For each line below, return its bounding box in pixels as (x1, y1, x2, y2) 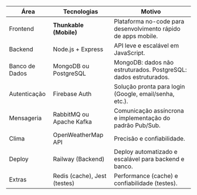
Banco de (9, 62, 36, 70)
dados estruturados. (114, 73, 170, 81)
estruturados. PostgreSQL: (114, 66, 187, 74)
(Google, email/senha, (114, 90, 175, 98)
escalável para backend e (114, 155, 185, 163)
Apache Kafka (53, 118, 92, 125)
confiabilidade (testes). (114, 179, 178, 187)
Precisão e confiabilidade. (114, 135, 186, 142)
